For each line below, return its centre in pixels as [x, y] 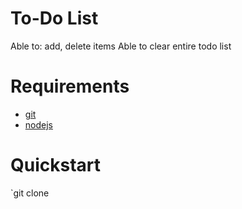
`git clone [30, 193]
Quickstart [56, 165]
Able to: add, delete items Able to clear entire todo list [121, 46]
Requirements [70, 86]
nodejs [38, 124]
